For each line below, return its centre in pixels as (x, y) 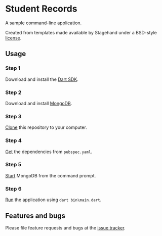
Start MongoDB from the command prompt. (51, 175)
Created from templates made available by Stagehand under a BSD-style (81, 32)
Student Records (41, 9)
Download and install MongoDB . (39, 103)
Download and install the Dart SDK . (42, 79)
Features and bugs (35, 216)
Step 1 (13, 68)
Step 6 (13, 188)
